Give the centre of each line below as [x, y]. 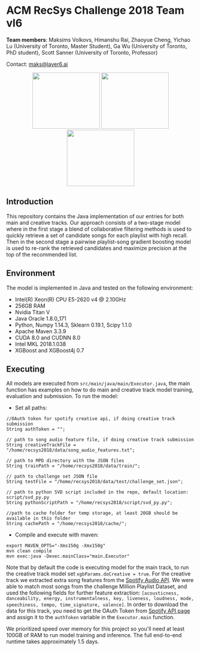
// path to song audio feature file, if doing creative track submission [100, 440]
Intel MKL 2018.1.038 [40, 344]
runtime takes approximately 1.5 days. [53, 641]
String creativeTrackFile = [41, 445]
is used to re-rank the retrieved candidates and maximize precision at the [96, 248]
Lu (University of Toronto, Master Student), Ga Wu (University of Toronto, [97, 46]
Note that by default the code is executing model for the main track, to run [98, 568]
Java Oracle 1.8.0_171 [41, 318]
